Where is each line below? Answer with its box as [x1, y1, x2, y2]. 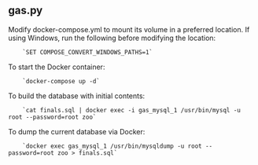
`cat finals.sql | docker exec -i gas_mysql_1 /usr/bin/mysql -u [22, 106, 241, 114]
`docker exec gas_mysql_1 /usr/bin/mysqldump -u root [22, 142, 202, 150]
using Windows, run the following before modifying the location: [8, 33, 216, 42]
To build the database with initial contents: [8, 91, 146, 101]
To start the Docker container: [8, 62, 105, 71]
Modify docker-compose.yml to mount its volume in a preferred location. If [8, 24, 250, 34]
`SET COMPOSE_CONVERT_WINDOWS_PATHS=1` [22, 48, 153, 56]
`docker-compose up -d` [22, 77, 101, 85]
